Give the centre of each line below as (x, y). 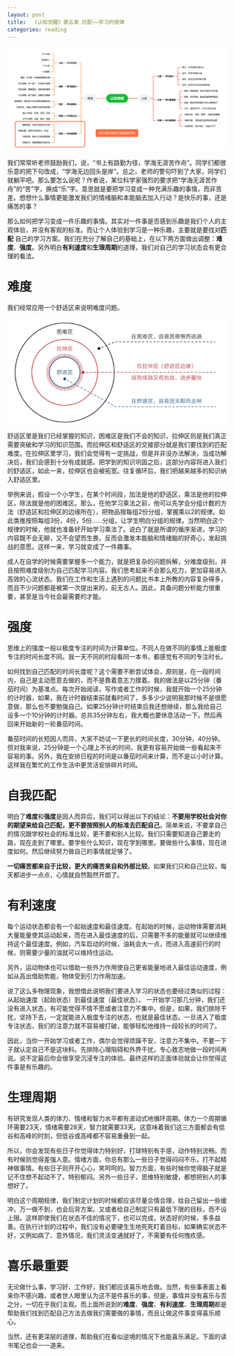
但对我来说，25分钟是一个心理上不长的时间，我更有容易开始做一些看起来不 (115, 748)
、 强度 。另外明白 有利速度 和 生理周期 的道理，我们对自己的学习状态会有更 (117, 247)
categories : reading (37, 29)
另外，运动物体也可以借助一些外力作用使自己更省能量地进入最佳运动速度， (114, 968)
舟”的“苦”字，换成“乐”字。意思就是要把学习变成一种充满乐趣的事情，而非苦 (115, 189)
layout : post (26, 15)
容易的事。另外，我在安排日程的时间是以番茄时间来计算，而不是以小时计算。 (117, 756)
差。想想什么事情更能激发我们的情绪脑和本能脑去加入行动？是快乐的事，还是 (117, 198)
